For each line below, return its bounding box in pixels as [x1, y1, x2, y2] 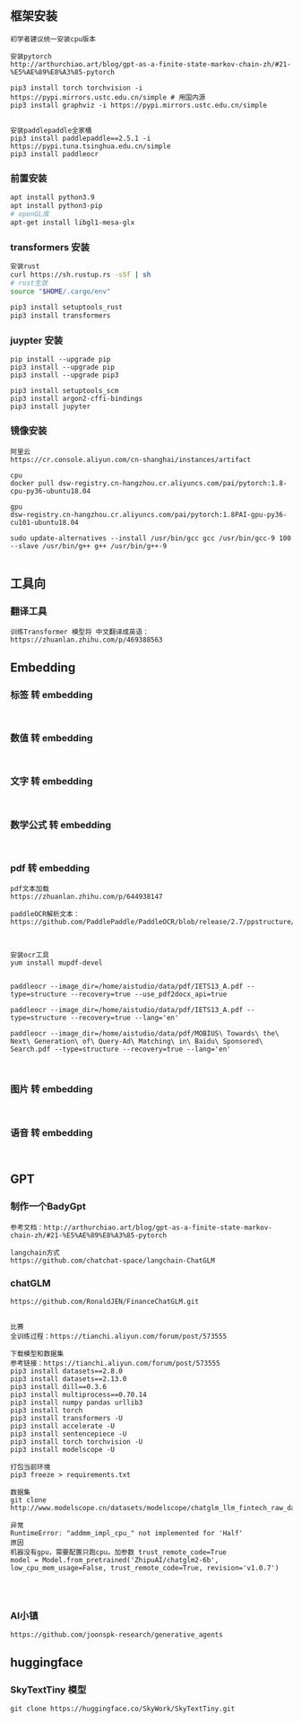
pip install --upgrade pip [10, 355, 111, 364]
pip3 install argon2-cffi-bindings [10, 394, 143, 404]
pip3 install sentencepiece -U [10, 1429, 127, 1438]
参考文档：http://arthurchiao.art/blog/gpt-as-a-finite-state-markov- [10, 1223, 272, 1232]
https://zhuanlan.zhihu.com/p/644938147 [10, 892, 164, 902]
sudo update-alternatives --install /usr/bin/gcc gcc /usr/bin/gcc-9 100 [10, 533, 292, 543]
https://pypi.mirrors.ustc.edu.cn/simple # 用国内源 [10, 92, 206, 101]
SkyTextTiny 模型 [10, 1683, 87, 1696]
